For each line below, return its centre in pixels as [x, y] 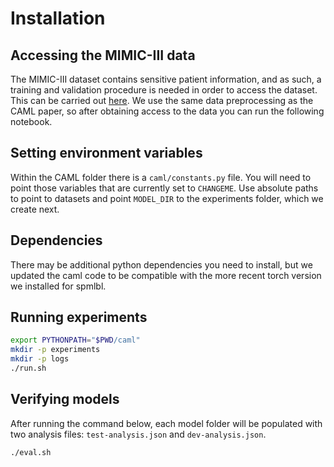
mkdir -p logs [40, 359]
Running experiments [79, 317]
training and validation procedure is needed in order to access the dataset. [164, 90]
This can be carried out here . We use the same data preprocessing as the [162, 100]
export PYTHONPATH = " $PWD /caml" [75, 340]
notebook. [31, 121]
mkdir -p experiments [55, 350]
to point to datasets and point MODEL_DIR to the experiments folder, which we [167, 198]
